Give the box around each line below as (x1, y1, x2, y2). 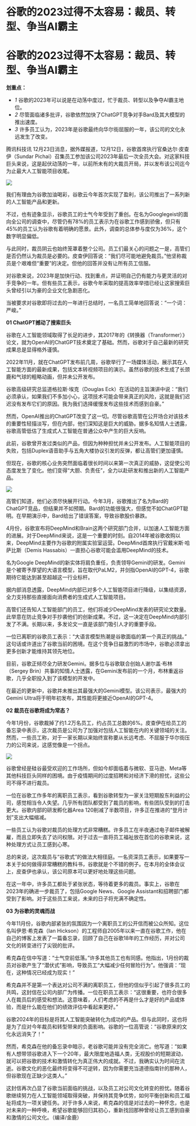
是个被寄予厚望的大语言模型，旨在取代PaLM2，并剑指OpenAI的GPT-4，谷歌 (6, 566, 190, 574)
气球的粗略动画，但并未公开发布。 (16, 373, 98, 381)
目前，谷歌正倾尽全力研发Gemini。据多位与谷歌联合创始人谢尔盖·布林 (6, 660, 173, 668)
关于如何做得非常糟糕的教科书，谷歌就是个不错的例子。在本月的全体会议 (10, 861, 185, 868)
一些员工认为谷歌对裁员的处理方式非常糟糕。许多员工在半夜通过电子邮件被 (6, 826, 185, 833)
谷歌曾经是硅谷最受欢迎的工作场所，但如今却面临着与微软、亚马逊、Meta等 (6, 765, 187, 772)
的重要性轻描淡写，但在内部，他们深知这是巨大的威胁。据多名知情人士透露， (6, 420, 190, 427)
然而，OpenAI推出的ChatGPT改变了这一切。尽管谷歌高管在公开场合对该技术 (6, 413, 189, 420)
